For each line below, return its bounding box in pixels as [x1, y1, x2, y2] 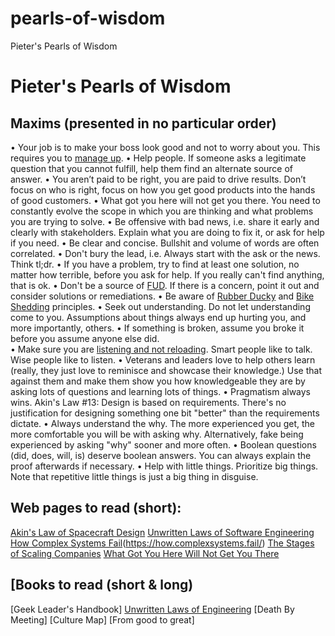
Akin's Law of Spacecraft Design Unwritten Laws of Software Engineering [10, 526, 315, 538]
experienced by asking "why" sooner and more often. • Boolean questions [10, 438, 317, 451]
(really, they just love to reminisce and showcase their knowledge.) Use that [10, 364, 322, 376]
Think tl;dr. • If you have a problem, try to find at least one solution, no [10, 258, 300, 270]
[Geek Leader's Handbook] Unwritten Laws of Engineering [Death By [10, 603, 295, 615]
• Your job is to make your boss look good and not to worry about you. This [10, 141, 321, 153]
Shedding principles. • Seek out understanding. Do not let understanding [10, 300, 311, 312]
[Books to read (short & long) [10, 577, 194, 594]
